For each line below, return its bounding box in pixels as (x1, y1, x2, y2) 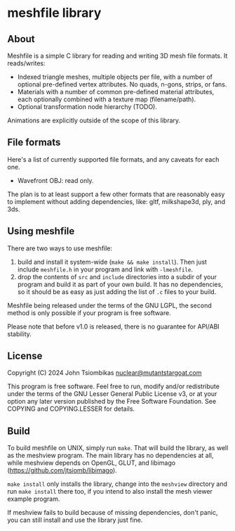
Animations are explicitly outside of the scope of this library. (7, 116, 181, 124)
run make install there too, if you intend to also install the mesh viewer (7, 487, 213, 496)
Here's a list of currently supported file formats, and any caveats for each (7, 155, 220, 163)
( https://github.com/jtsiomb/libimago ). (7, 466, 117, 475)
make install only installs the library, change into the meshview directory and (7, 480, 228, 488)
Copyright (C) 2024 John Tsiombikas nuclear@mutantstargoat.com (7, 369, 202, 377)
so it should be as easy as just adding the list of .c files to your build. (17, 287, 217, 296)
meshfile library (7, 5, 102, 21)
